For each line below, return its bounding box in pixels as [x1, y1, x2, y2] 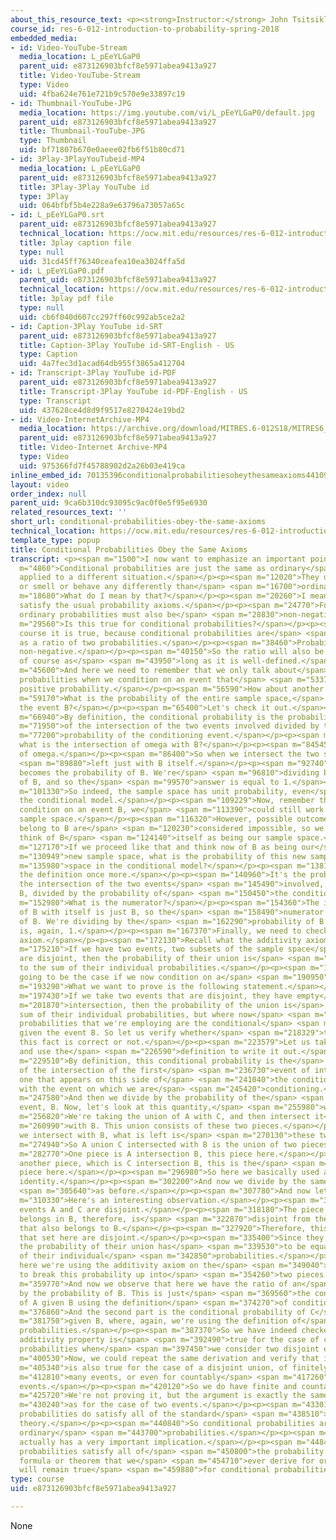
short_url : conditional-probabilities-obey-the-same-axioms [10, 517, 267, 527]
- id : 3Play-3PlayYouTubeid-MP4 [10, 154, 145, 164]
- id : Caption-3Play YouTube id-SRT [10, 321, 163, 331]
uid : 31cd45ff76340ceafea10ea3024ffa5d [19, 256, 186, 266]
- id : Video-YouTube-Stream [10, 42, 128, 53]
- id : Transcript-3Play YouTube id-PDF [10, 368, 177, 378]
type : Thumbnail [19, 136, 87, 146]
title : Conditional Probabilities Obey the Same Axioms [10, 544, 248, 555]
